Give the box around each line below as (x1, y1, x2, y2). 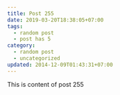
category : (7, 42, 36, 49)
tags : (7, 23, 23, 30)
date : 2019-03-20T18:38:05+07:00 (7, 17, 104, 23)
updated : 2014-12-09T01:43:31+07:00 (7, 61, 113, 68)
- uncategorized (13, 55, 60, 62)
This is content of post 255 (7, 80, 85, 88)
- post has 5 (13, 36, 51, 43)
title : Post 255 (7, 10, 54, 17)
